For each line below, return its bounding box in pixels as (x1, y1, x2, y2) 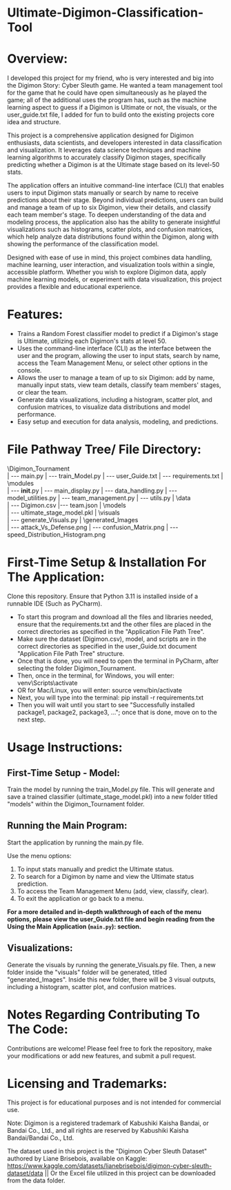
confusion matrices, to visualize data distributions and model (17, 403, 191, 411)
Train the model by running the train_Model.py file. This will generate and (7, 785, 215, 793)
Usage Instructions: (7, 740, 123, 755)
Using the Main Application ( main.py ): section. (7, 922, 142, 931)
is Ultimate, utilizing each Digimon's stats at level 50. (17, 337, 167, 346)
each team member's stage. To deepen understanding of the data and (7, 210, 207, 219)
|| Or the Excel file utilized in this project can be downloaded (44, 1169, 216, 1178)
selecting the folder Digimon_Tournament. (17, 664, 137, 672)
